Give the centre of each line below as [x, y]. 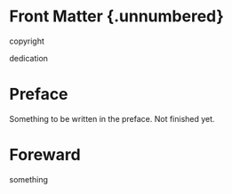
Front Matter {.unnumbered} [116, 16]
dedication [29, 58]
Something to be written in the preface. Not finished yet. [112, 118]
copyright [27, 41]
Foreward [45, 155]
